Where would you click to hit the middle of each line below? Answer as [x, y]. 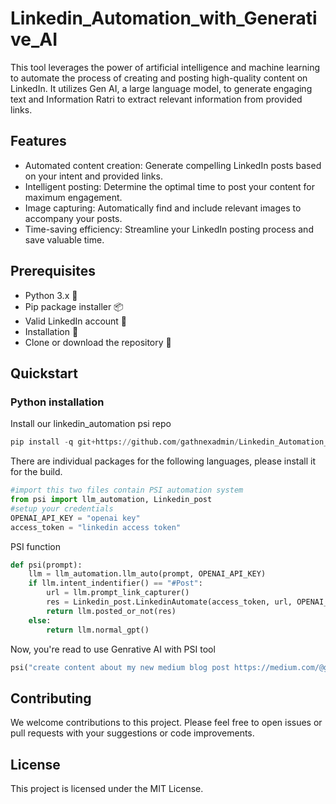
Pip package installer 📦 [74, 306]
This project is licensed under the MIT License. [107, 788]
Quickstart [44, 373]
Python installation [57, 402]
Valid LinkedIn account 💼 [76, 321]
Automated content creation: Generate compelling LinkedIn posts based [173, 165]
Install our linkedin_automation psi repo [91, 424]
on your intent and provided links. [93, 176]
